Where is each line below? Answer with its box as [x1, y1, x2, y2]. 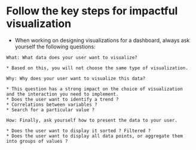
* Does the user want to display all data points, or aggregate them [6, 133, 183, 139]
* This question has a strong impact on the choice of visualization [6, 85, 183, 92]
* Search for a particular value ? [6, 106, 95, 113]
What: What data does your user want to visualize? [6, 54, 137, 60]
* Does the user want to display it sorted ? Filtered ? [6, 127, 151, 134]
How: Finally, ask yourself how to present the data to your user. [6, 117, 178, 123]
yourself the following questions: [14, 43, 96, 50]
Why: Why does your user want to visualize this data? [6, 75, 146, 81]
